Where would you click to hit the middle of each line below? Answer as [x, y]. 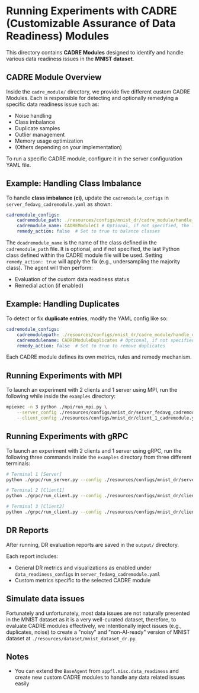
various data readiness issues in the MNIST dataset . [70, 59]
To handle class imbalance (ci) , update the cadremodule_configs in [88, 198]
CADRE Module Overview [54, 77]
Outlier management [40, 134]
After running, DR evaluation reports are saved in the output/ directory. [93, 544]
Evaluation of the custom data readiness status [72, 279]
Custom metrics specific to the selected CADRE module [83, 580]
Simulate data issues [45, 599]
